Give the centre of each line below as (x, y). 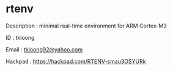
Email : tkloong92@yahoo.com (44, 49)
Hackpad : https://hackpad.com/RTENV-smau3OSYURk (76, 61)
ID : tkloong (20, 37)
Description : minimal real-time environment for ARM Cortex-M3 (86, 26)
